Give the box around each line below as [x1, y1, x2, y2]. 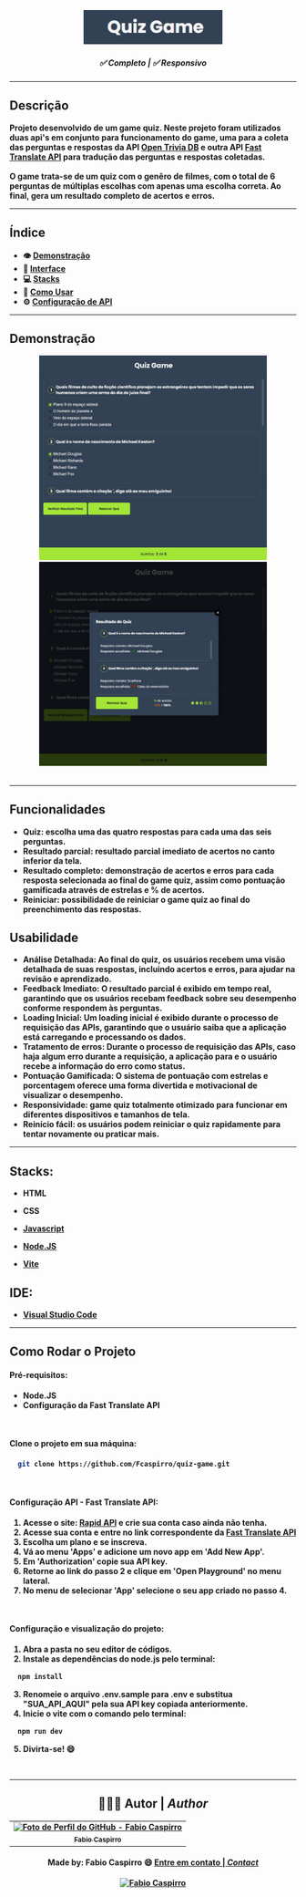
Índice [9, 225, 46, 241]
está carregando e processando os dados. [22, 1031, 187, 1042]
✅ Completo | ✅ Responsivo [99, 57, 207, 68]
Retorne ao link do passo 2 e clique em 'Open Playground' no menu [22, 1565, 282, 1576]
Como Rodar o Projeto [9, 1344, 137, 1360]
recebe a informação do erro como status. [22, 1061, 186, 1072]
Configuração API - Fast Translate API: [9, 1497, 159, 1508]
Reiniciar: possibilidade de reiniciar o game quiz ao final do [22, 894, 250, 905]
